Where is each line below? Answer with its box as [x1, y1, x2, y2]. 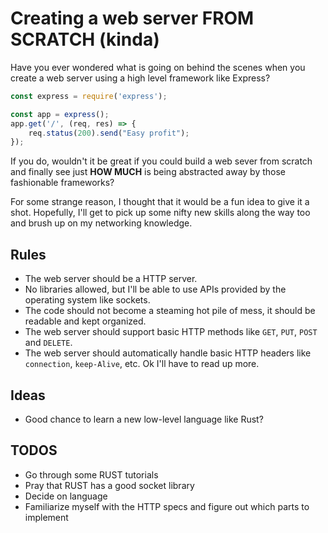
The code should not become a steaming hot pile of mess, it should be [24, 305, 316, 317]
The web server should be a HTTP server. [24, 273, 198, 285]
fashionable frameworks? [10, 177, 115, 189]
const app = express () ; [10, 109, 110, 119]
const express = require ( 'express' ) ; [10, 91, 168, 101]
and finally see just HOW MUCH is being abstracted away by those [10, 166, 287, 178]
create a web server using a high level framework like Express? [10, 72, 271, 84]
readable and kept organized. [24, 315, 147, 327]
